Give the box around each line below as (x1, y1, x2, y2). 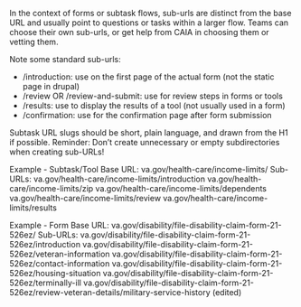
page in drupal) (22, 81, 80, 91)
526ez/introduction (9, 239, 81, 249)
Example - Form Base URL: (9, 220, 110, 230)
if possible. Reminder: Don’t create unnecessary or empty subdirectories (9, 137, 280, 147)
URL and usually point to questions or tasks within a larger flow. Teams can (9, 17, 289, 28)
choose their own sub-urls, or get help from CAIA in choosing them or (9, 27, 269, 37)
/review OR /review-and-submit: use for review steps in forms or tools (22, 90, 283, 101)
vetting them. (9, 36, 59, 47)
